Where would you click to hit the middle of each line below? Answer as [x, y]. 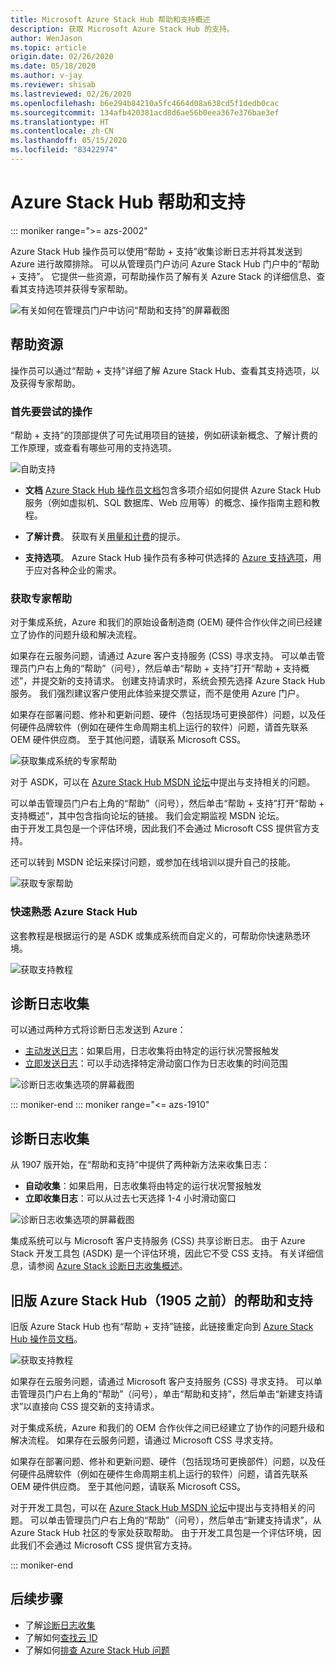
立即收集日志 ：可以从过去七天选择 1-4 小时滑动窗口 [130, 1198]
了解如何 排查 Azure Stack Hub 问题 [97, 1650]
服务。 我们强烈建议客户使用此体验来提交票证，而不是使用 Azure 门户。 [157, 693]
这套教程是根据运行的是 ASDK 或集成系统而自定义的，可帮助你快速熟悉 [156, 935]
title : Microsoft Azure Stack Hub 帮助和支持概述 [110, 19]
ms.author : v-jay [46, 76]
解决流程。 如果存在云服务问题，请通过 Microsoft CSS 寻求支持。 [144, 1440]
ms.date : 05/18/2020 [53, 66]
